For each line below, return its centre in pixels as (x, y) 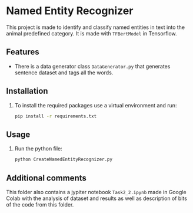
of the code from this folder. (40, 204)
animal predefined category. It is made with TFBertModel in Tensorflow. (92, 33)
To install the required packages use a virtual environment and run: (96, 105)
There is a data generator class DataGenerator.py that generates (92, 66)
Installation (27, 91)
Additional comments (46, 178)
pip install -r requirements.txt (56, 116)
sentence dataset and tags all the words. (64, 73)
